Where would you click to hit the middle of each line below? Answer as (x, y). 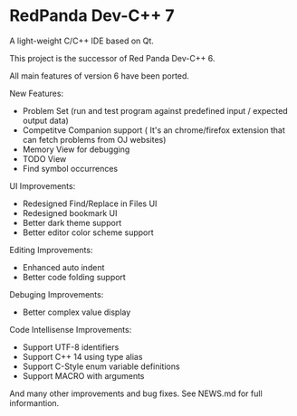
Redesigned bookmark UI (70, 213)
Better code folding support (74, 277)
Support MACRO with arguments (83, 375)
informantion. (34, 402)
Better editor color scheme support (88, 232)
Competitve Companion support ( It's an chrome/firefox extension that (153, 130)
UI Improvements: (43, 185)
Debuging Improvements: (57, 294)
